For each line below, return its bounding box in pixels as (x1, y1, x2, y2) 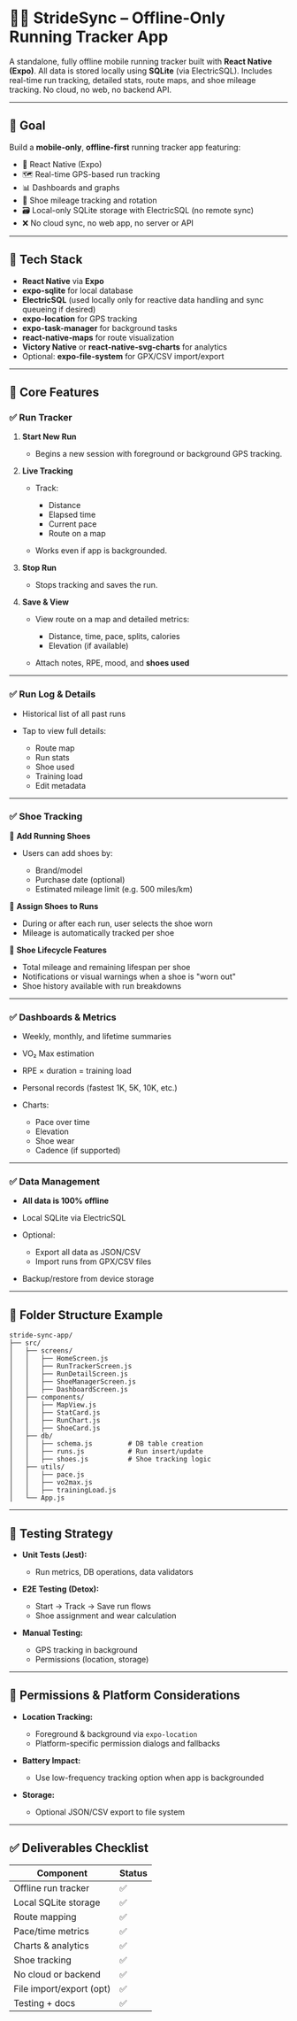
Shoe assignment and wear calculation (34, 1610, 177, 1621)
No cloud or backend (13, 1968, 102, 1980)
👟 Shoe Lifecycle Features (9, 945, 108, 955)
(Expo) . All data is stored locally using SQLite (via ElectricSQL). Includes (9, 66, 272, 76)
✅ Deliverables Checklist (9, 1840, 148, 1855)
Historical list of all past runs (21, 708, 126, 719)
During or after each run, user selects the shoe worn (21, 918, 214, 929)
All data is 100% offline (21, 1195, 109, 1207)
